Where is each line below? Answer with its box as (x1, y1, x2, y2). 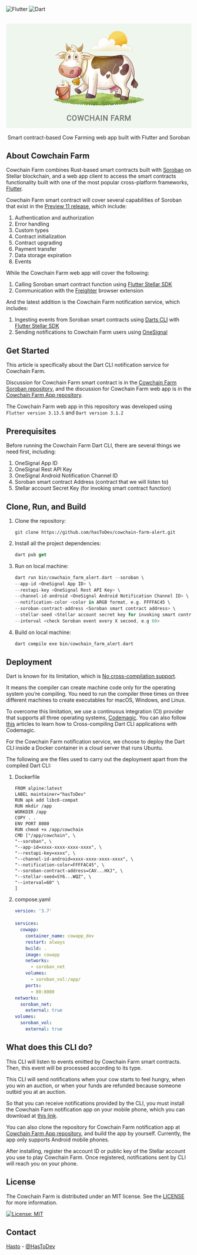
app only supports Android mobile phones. (6, 1136, 110, 1143)
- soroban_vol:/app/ (30, 977, 81, 982)
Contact (6, 1227, 36, 1237)
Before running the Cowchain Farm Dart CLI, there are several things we (6, 442, 181, 449)
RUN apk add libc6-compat (14, 798, 78, 804)
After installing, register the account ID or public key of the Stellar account (6, 1147, 186, 1154)
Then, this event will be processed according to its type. (6, 1064, 142, 1071)
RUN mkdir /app (14, 804, 52, 809)
